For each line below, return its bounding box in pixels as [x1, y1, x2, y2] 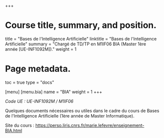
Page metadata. [5, 63, 71, 75]
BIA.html [5, 127, 23, 133]
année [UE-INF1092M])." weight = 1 [5, 46, 77, 52]
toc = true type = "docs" [5, 79, 54, 85]
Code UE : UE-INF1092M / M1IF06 [5, 98, 73, 104]
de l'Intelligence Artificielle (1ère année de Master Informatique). [5, 113, 135, 118]
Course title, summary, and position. [5, 20, 157, 31]
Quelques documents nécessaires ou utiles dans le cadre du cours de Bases [5, 108, 160, 114]
